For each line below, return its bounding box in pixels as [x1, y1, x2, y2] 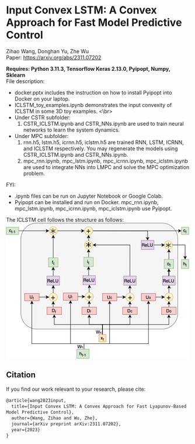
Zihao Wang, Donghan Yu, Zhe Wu [6, 47, 89, 54]
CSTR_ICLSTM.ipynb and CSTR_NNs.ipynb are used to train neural [23, 120, 184, 127]
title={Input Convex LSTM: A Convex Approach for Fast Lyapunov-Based [11, 403, 187, 409]
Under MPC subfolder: [14, 132, 69, 139]
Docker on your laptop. [14, 95, 70, 102]
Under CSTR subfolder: [14, 113, 71, 121]
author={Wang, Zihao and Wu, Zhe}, [11, 415, 98, 421]
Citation [6, 370, 36, 380]
